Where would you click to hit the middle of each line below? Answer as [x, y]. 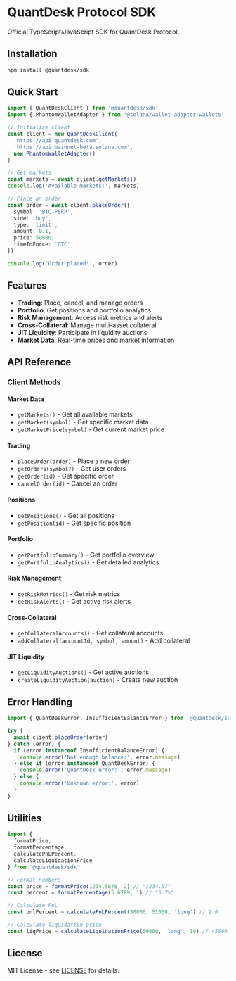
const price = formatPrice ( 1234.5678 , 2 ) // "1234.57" [89, 886]
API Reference [39, 362]
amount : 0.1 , [33, 232]
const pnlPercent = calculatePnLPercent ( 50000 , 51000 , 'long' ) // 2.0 [113, 912]
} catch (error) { [34, 744]
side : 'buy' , [33, 218]
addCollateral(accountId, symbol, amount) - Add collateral [104, 640]
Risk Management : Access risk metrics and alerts [90, 317]
